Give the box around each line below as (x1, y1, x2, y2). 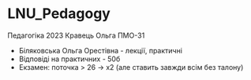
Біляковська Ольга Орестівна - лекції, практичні (18, 45, 183, 55)
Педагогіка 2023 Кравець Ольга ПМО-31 (7, 31, 145, 40)
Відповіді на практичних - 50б (18, 54, 121, 64)
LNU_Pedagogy (7, 5, 111, 23)
